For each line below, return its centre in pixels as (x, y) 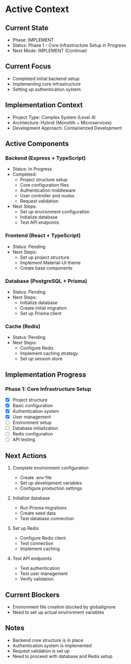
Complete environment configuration (50, 468)
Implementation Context (44, 105)
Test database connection (47, 519)
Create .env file (36, 478)
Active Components (37, 144)
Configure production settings (51, 488)
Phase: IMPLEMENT (33, 40)
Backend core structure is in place (48, 640)
